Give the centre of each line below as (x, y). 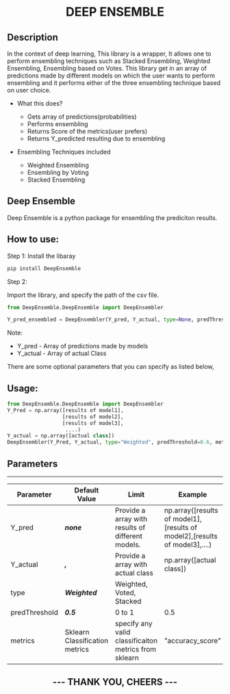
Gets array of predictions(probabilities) (82, 117)
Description (33, 37)
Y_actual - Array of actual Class (62, 353)
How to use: (33, 240)
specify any (134, 623)
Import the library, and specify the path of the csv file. (83, 295)
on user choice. (29, 90)
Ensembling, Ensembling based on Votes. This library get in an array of (107, 68)
